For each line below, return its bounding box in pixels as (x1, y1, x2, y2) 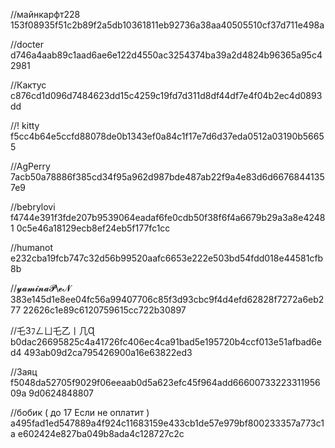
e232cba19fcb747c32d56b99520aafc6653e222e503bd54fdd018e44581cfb (10, 252, 324, 264)
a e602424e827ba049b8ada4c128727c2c (10, 428, 185, 439)
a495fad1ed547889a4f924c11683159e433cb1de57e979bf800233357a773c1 (10, 417, 325, 429)
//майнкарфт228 (10, 9, 81, 20)
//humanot (10, 242, 54, 253)
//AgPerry (10, 160, 51, 172)
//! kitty (10, 120, 40, 131)
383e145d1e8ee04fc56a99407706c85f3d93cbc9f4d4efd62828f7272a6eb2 (10, 294, 325, 305)
